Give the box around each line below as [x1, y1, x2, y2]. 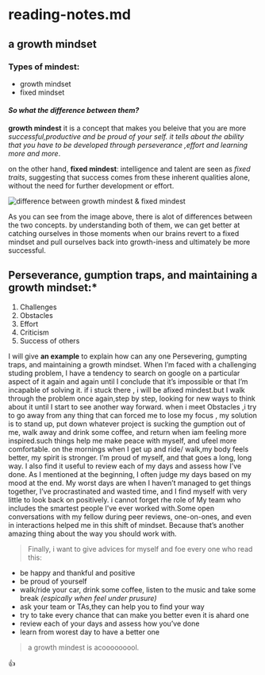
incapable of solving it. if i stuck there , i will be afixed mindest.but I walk [8, 385, 245, 394]
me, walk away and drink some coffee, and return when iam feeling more [8, 427, 248, 436]
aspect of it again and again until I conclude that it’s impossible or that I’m [8, 376, 248, 386]
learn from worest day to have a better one [19, 627, 160, 637]
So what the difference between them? [8, 106, 140, 115]
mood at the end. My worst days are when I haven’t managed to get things [8, 478, 252, 487]
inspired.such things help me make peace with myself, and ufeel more [8, 436, 237, 445]
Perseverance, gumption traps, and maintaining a [8, 269, 258, 282]
